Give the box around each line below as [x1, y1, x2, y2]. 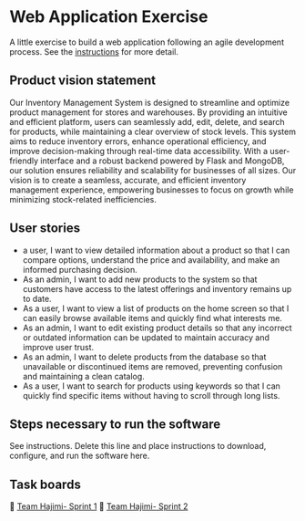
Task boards [9, 476, 82, 492]
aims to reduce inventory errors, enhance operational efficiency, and [9, 135, 267, 147]
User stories [9, 221, 80, 236]
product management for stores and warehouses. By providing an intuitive [9, 107, 289, 118]
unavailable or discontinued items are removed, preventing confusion [22, 360, 283, 371]
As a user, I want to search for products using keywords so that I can [22, 380, 280, 391]
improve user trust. [22, 341, 95, 352]
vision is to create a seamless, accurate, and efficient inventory [9, 174, 247, 185]
